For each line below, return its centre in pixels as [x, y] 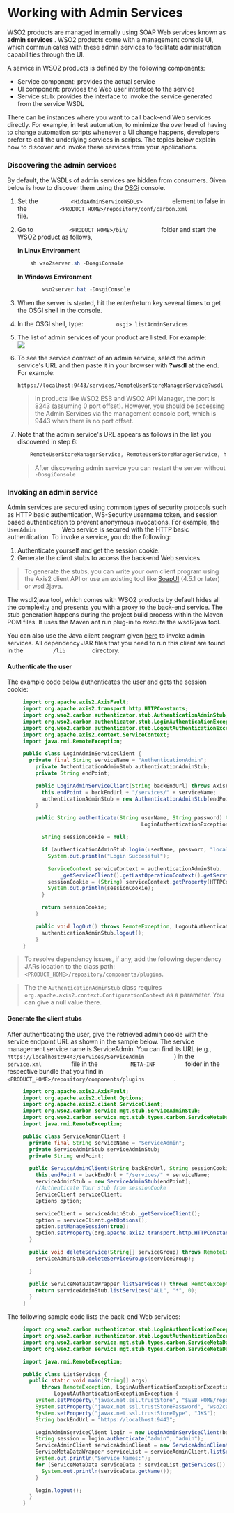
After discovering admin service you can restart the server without [130, 468]
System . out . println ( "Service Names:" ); [93, 1459]
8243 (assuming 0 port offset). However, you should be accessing [130, 406]
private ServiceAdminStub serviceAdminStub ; [94, 1149]
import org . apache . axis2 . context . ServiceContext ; [96, 735]
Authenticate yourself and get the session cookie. [88, 550]
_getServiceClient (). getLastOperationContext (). [132, 875]
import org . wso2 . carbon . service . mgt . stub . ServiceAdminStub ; [111, 1111]
